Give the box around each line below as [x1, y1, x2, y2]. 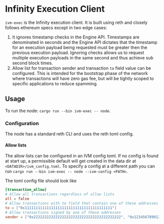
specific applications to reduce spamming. [12, 80, 98, 86]
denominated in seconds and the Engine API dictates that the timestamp [12, 39, 158, 45]
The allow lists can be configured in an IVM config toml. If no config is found [5, 153, 159, 159]
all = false [5, 196, 29, 201]
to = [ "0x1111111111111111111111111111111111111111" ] [5, 205, 117, 210]
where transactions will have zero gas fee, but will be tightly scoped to [12, 75, 154, 81]
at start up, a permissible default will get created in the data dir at [5, 158, 137, 164]
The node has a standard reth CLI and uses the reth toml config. [5, 131, 134, 137]
